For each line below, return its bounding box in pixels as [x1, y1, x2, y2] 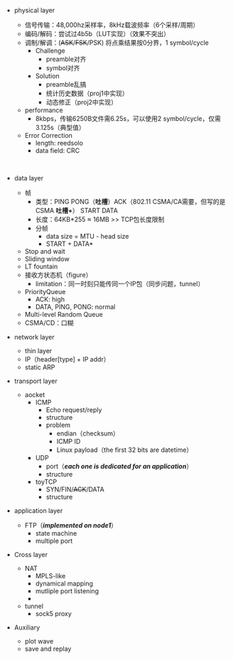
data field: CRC [35, 146, 80, 155]
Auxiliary [13, 623, 40, 632]
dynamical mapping [35, 579, 94, 588]
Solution [35, 72, 60, 80]
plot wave [24, 637, 54, 645]
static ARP [24, 363, 55, 372]
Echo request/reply [45, 406, 102, 414]
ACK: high [35, 295, 65, 303]
